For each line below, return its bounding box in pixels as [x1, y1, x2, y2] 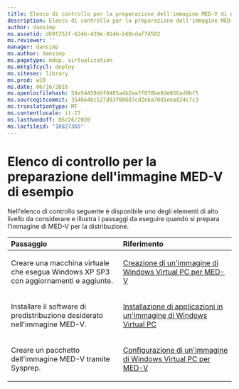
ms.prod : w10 [7, 76, 46, 84]
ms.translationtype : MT [7, 103, 78, 110]
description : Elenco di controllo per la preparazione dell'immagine [7, 17, 218, 24]
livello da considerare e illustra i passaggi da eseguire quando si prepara [7, 215, 220, 223]
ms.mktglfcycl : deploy [7, 63, 75, 70]
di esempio [7, 183, 74, 200]
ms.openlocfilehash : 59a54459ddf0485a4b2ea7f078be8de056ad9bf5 [7, 90, 199, 97]
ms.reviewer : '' [7, 37, 55, 44]
